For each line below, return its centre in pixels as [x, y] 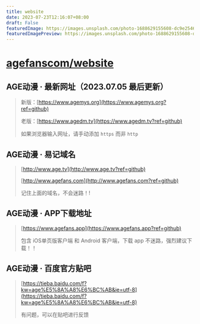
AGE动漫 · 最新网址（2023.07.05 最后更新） [87, 87]
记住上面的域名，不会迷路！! [55, 193]
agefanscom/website [60, 63]
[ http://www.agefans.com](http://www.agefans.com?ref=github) [100, 180]
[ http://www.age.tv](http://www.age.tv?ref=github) [83, 169]
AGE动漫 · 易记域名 [41, 155]
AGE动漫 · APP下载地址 [49, 214]
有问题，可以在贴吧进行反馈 [55, 314]
